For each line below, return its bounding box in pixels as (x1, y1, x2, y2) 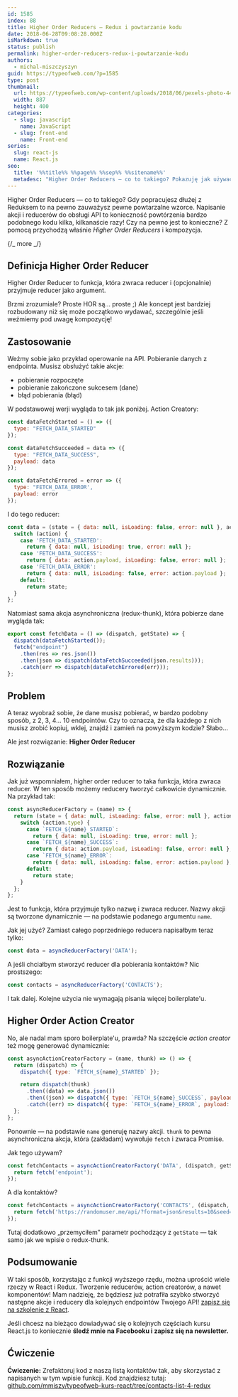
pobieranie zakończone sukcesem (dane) (17, 383, 139, 392)
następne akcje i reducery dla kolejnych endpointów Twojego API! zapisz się (7, 1297, 230, 1306)
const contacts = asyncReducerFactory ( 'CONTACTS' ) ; (7, 982, 163, 989)
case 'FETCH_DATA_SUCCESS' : (20, 550, 103, 557)
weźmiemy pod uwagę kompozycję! (7, 315, 113, 323)
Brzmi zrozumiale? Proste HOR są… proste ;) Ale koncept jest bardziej (7, 300, 211, 309)
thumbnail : (7, 83, 40, 90)
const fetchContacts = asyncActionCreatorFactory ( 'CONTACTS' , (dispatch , (7, 1202, 230, 1209)
